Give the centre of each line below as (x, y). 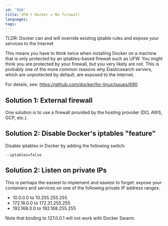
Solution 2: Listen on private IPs (56, 170)
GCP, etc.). (16, 118)
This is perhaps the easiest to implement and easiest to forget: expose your (84, 182)
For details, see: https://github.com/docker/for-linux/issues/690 (71, 85)
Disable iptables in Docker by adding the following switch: (65, 145)
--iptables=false (23, 155)
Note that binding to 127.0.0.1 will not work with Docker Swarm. (70, 218)
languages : (17, 19)
